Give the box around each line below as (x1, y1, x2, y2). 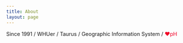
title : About (6, 8, 39, 15)
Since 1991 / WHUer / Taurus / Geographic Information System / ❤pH (6, 30, 178, 37)
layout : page (6, 14, 39, 20)
